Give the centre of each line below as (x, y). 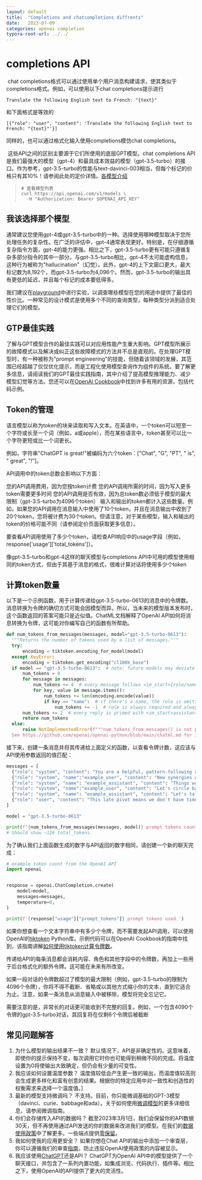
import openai (24, 869)
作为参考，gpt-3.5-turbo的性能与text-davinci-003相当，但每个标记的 (102, 168)
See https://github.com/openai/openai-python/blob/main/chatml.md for (102, 735)
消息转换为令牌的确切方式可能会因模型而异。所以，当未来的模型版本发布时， (101, 608)
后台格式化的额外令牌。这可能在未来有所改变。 (69, 966)
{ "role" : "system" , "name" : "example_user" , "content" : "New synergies (102, 777)
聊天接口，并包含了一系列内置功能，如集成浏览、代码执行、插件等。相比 (104, 1163)
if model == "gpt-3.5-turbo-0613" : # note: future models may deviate (103, 668)
